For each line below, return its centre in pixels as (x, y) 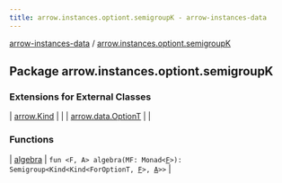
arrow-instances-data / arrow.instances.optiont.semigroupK (120, 43)
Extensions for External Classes (80, 97)
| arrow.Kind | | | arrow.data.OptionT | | (80, 117)
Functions (31, 140)
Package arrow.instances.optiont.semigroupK (141, 71)
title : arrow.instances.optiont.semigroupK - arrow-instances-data (138, 17)
